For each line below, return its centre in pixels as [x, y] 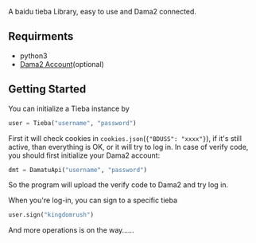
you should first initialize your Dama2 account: [84, 155]
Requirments [41, 36]
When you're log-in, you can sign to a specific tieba [93, 200]
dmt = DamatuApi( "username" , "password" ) [78, 170]
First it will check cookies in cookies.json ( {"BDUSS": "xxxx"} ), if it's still [125, 138]
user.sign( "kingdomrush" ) [51, 215]
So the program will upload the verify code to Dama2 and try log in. [118, 185]
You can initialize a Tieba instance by [69, 108]
